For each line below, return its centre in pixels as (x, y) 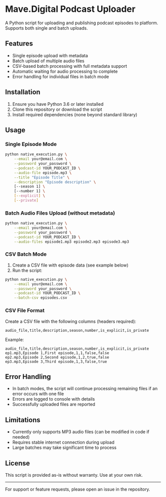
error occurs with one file (38, 394)
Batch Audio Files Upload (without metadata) (60, 213)
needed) (21, 437)
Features (19, 44)
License (18, 463)
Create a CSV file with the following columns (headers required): (71, 321)
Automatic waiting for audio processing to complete (65, 71)
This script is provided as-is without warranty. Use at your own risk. (74, 475)
